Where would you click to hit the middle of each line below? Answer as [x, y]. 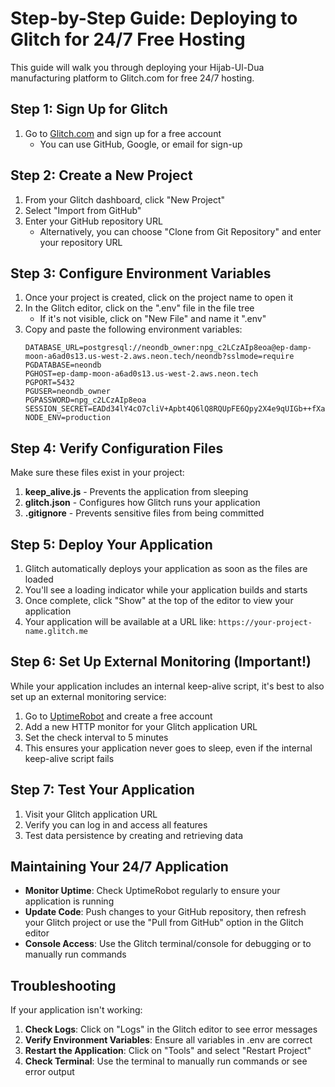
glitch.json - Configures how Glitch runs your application [142, 503]
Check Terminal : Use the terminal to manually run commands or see [166, 1061]
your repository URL [81, 242]
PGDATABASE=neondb [63, 365]
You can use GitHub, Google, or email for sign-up [141, 144]
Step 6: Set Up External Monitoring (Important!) [161, 662]
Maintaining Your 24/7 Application [119, 867]
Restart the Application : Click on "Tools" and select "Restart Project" [168, 1051]
